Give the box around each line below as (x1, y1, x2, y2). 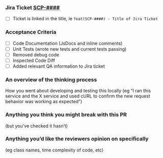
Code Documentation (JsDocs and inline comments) (12, 40, 123, 46)
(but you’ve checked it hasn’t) (5, 122, 68, 129)
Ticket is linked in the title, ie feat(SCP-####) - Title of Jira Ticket (12, 16, 158, 22)
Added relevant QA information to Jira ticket (12, 63, 105, 69)
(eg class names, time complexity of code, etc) (5, 147, 104, 153)
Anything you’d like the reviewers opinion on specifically (5, 135, 149, 142)
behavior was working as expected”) (5, 99, 83, 105)
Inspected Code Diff (12, 57, 55, 64)
